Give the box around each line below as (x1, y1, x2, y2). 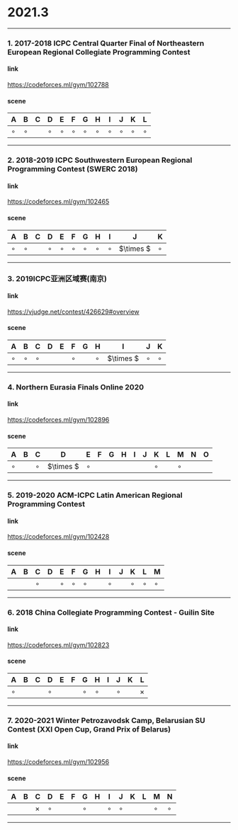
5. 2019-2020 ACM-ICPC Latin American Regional (7, 490, 183, 500)
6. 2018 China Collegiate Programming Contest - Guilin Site (7, 607, 215, 617)
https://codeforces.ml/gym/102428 (7, 533, 110, 541)
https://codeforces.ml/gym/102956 (7, 758, 110, 766)
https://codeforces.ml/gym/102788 (7, 81, 110, 89)
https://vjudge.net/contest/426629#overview (7, 307, 140, 316)
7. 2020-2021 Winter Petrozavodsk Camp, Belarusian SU (7, 715, 205, 725)
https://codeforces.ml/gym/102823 (7, 640, 110, 649)
